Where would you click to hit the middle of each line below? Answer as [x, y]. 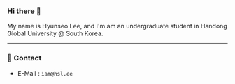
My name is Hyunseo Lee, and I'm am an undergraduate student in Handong [117, 26]
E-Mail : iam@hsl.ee [45, 73]
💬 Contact [24, 58]
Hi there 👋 [24, 11]
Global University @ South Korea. [55, 33]
